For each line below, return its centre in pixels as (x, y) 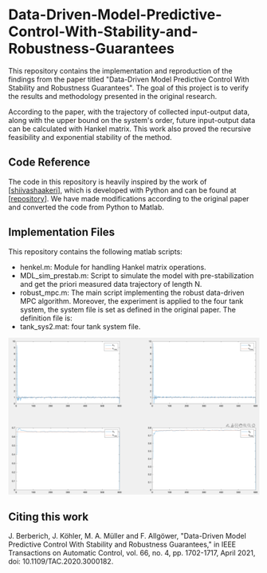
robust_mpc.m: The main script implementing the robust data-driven (132, 292)
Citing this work (49, 517)
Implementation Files (62, 232)
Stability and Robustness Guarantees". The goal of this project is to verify (129, 88)
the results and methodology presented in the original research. (113, 96)
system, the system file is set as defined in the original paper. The (128, 309)
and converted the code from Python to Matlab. (86, 207)
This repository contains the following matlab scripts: (96, 251)
